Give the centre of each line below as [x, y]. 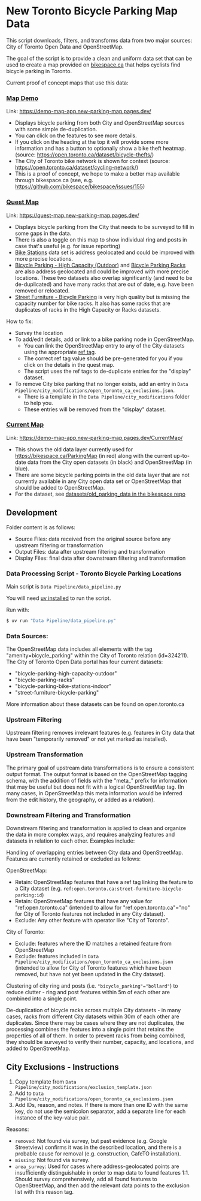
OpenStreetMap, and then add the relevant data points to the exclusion [102, 1185]
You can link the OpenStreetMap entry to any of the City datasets [104, 345]
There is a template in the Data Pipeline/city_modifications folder [107, 396]
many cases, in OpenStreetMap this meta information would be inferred [94, 793]
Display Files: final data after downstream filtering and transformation [100, 558]
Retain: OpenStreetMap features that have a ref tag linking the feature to [104, 882]
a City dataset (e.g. [38, 888]
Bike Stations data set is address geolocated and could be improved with [105, 252]
